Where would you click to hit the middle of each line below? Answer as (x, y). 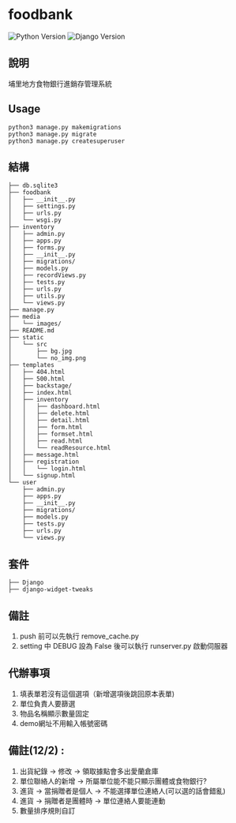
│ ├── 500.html (37, 379)
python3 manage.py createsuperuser (67, 141)
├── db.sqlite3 (33, 186)
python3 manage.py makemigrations (65, 127)
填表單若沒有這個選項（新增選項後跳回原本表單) (97, 694)
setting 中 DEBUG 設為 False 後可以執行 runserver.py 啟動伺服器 (124, 646)
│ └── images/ (35, 324)
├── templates (32, 365)
